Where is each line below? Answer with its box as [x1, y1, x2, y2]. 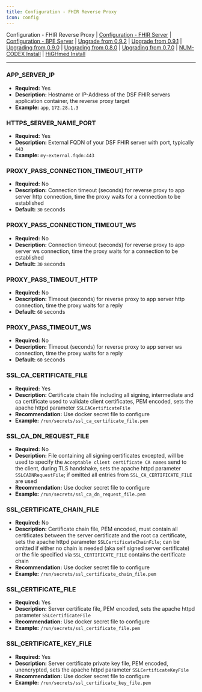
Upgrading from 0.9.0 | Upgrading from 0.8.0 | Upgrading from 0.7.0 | [6, 43, 178, 51]
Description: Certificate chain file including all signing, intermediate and [14, 391, 194, 398]
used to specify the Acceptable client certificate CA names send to [14, 458, 187, 466]
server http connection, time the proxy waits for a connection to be [14, 193, 181, 201]
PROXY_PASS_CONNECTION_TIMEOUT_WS [6, 221, 136, 229]
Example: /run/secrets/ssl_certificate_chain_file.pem [14, 570, 156, 578]
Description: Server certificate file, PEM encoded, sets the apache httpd [14, 605, 195, 613]
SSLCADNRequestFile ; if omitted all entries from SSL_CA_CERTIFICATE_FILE [14, 471, 192, 478]
